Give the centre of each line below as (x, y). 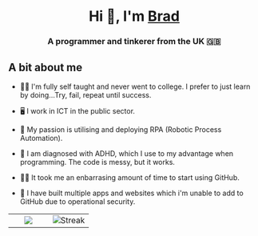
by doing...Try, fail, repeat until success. (85, 94)
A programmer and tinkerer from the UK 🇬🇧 (134, 42)
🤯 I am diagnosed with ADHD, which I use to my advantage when (127, 153)
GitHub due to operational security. (77, 201)
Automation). (41, 138)
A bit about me (45, 67)
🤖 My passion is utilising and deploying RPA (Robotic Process (121, 129)
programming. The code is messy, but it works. (97, 162)
